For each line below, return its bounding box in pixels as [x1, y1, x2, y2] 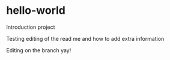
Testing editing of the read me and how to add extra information [6, 35, 165, 42]
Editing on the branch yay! [6, 46, 71, 54]
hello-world [6, 4, 66, 17]
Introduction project [6, 23, 55, 31]
